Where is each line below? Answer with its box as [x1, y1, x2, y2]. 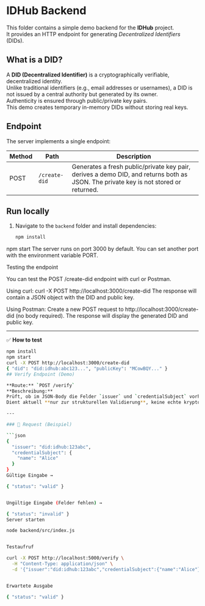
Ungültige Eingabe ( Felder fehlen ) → [6, 499, 103, 506]
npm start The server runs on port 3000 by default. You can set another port [6, 245, 199, 253]
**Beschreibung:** [6, 388, 53, 394]
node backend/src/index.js [6, 528, 75, 534]
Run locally [6, 206, 50, 216]
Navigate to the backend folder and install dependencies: [15, 222, 157, 230]
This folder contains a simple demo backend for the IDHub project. [6, 24, 174, 31]
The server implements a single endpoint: [6, 137, 111, 144]
